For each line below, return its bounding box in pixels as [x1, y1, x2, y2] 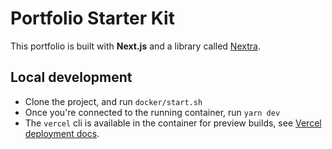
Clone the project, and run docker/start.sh [24, 95, 203, 107]
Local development [10, 69, 133, 86]
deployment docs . [24, 127, 100, 139]
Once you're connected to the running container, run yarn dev [24, 106, 281, 118]
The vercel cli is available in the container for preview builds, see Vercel [24, 117, 322, 129]
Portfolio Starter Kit [10, 7, 175, 30]
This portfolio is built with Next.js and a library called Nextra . [10, 40, 261, 52]
